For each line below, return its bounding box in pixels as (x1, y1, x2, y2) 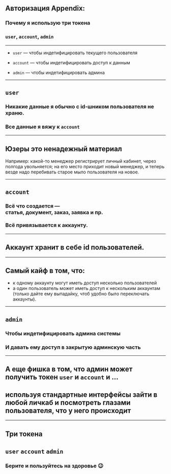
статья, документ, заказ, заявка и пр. (5, 209, 103, 216)
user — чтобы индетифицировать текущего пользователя (12, 50, 138, 56)
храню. (5, 109, 24, 117)
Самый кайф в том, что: (5, 266, 85, 275)
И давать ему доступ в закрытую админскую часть (5, 344, 141, 351)
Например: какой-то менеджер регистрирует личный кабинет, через (5, 158, 156, 164)
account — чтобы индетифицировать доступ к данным (12, 59, 131, 65)
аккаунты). (12, 296, 37, 302)
